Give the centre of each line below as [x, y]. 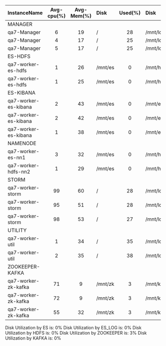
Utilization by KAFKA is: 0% [33, 338]
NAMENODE [22, 143]
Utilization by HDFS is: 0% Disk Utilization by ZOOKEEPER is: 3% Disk [76, 333]
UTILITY [17, 230]
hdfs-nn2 [19, 172]
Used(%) [130, 13]
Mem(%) [81, 16]
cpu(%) [57, 16]
